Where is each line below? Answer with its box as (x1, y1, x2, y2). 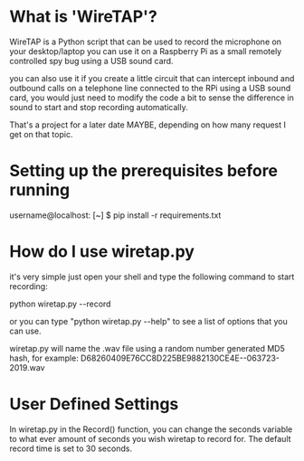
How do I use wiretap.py (9, 241, 195, 262)
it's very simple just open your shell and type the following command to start (9, 271, 295, 282)
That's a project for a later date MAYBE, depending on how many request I (9, 119, 287, 130)
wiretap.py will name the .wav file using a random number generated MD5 (9, 343, 285, 353)
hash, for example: (9, 353, 79, 363)
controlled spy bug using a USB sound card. (9, 55, 174, 66)
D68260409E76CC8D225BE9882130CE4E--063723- (80, 353, 280, 363)
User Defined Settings (9, 394, 179, 414)
